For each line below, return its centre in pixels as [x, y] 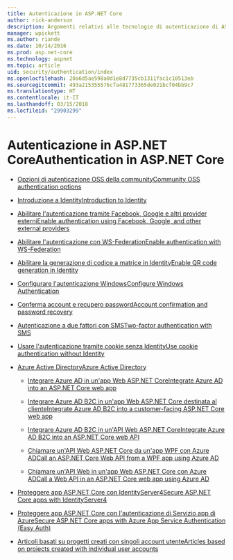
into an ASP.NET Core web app [72, 387]
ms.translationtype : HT [42, 91]
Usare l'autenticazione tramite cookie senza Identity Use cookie [107, 346]
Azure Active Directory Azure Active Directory [82, 367]
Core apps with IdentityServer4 [62, 499]
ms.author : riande [34, 40]
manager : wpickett [34, 33]
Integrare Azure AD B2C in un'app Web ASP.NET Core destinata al [122, 401]
